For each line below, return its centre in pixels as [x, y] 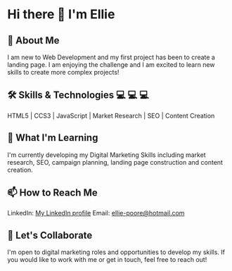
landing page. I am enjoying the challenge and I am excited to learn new [111, 65]
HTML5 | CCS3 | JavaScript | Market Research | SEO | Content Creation [111, 115]
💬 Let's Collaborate [50, 235]
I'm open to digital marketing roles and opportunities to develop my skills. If [116, 252]
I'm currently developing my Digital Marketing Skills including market [107, 155]
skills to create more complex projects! [63, 72]
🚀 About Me [33, 40]
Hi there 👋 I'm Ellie [61, 14]
